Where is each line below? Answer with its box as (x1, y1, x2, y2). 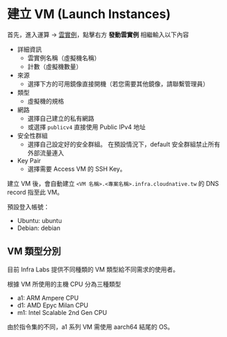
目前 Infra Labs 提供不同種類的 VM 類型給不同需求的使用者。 (7, 265, 179, 273)
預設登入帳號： (7, 202, 50, 211)
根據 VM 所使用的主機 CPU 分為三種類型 (7, 280, 121, 288)
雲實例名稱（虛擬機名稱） (27, 53, 101, 62)
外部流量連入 (27, 148, 64, 157)
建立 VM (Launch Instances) (7, 6, 171, 22)
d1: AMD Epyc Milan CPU (17, 301, 88, 309)
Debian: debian (17, 224, 61, 232)
